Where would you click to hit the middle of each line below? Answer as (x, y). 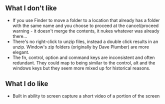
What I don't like (31, 8)
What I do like (27, 84)
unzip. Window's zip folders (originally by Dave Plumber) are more (80, 46)
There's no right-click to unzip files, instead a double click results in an (85, 41)
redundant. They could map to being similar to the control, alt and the (84, 62)
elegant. (21, 52)
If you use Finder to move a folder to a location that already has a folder (86, 20)
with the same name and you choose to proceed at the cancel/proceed (85, 25)
